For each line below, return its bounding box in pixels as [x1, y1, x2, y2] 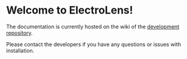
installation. [6, 47, 35, 54]
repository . [6, 29, 33, 36]
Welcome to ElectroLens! [6, 4, 133, 17]
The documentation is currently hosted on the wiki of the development [6, 23, 180, 30]
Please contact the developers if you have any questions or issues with [6, 41, 181, 48]
